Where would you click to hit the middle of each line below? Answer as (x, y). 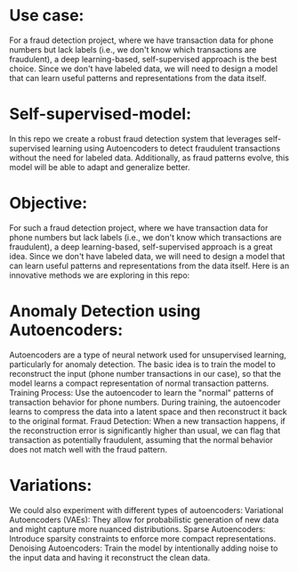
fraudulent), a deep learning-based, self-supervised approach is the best (143, 59)
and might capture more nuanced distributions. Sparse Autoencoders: (137, 529)
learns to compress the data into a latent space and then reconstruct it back (148, 412)
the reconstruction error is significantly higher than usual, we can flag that (145, 430)
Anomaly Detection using (105, 311)
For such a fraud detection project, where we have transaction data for (139, 227)
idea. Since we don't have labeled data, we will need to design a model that (147, 256)
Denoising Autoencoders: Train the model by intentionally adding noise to (144, 548)
